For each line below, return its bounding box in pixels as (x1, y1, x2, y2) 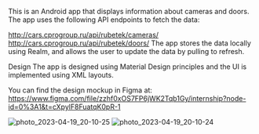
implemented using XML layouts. (8, 71, 114, 79)
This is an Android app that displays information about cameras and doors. (8, 7, 250, 16)
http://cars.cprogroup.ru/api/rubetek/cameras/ (8, 31, 159, 39)
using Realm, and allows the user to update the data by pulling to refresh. (8, 47, 245, 56)
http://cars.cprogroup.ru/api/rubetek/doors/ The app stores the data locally (8, 38, 251, 48)
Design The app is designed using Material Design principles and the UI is (8, 62, 247, 71)
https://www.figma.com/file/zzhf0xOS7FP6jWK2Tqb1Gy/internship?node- (8, 94, 246, 103)
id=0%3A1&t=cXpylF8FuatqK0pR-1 (8, 102, 121, 111)
